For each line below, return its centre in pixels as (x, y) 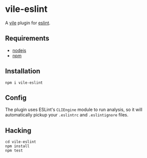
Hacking (18, 131)
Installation (23, 71)
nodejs (19, 50)
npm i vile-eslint (24, 83)
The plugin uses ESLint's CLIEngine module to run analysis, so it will (74, 109)
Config (16, 98)
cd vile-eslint (21, 142)
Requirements (27, 38)
